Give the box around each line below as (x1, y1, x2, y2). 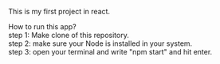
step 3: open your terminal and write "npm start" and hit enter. (8, 47, 213, 56)
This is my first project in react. (8, 7, 110, 16)
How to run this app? (8, 22, 77, 31)
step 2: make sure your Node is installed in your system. (8, 39, 193, 48)
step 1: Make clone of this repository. (8, 31, 129, 40)
